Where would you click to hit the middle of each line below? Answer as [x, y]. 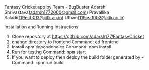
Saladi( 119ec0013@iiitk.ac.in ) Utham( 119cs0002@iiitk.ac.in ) [65, 17]
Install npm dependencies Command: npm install [61, 47]
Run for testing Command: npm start [49, 52]
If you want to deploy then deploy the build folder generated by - [77, 57]
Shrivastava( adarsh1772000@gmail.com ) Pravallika [57, 12]
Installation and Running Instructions [42, 27]
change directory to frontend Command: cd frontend [65, 42]
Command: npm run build [37, 62]
